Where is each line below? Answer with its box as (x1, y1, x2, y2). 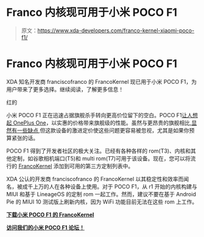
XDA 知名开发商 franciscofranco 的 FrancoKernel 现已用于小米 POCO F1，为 (6, 78, 197, 85)
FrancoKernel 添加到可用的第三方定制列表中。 (18, 162, 134, 170)
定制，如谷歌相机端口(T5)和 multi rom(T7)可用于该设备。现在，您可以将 (11, 154, 191, 162)
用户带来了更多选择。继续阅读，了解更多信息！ (6, 86, 124, 93)
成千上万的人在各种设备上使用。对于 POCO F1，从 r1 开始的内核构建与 (22, 183, 198, 190)
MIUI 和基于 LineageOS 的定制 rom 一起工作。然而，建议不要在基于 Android (6, 190, 196, 197)
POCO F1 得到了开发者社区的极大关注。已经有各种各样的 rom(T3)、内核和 (6, 147, 191, 154)
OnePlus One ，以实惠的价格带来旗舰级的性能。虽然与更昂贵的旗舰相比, (13, 119, 192, 126)
